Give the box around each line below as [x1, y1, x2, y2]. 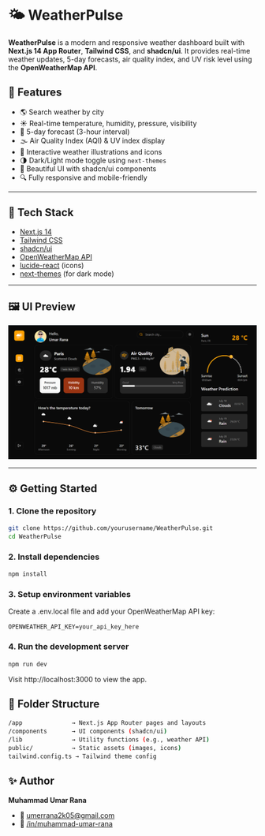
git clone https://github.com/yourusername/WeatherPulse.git [8, 524, 214, 532]
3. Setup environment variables [8, 589, 132, 600]
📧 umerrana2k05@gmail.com [19, 810, 115, 820]
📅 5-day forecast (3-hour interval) [19, 127, 130, 136]
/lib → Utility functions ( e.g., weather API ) [8, 736, 211, 744]
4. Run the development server [8, 641, 129, 652]
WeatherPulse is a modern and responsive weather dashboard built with [8, 37, 245, 47]
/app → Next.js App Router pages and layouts [8, 719, 207, 727]
